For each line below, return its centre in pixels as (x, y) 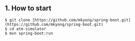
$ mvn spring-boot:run (29, 33)
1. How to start (28, 8)
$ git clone (17, 20)
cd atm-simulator (28, 29)
